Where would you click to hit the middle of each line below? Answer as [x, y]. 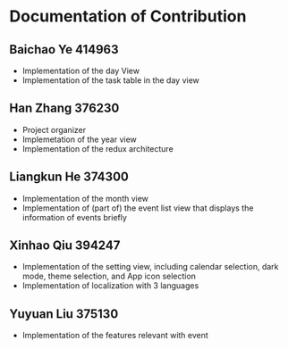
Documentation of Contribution [128, 17]
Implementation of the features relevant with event [115, 336]
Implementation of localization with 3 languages [110, 286]
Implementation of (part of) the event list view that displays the [138, 208]
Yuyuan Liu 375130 [64, 314]
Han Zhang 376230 [64, 108]
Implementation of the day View [81, 71]
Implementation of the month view [85, 198]
